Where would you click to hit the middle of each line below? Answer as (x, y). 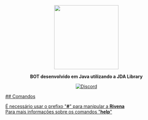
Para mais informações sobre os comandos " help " (59, 112)
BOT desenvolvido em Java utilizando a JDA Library (86, 76)
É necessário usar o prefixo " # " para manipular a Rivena (65, 106)
